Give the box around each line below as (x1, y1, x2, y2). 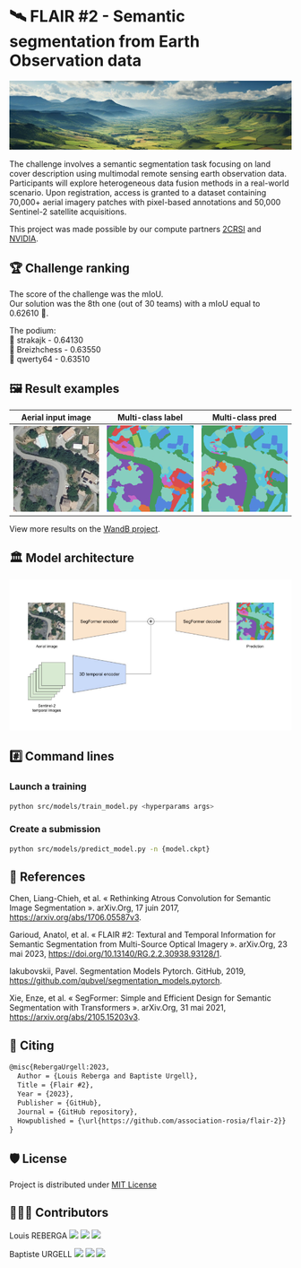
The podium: (9, 326, 56, 336)
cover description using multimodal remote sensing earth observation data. (9, 169, 287, 179)
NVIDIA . (9, 233, 39, 244)
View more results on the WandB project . (9, 523, 161, 534)
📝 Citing (9, 1038, 55, 1053)
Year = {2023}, (17, 1090, 74, 1099)
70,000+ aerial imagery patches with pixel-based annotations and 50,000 (9, 197, 281, 208)
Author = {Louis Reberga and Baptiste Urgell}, (17, 1072, 199, 1081)
